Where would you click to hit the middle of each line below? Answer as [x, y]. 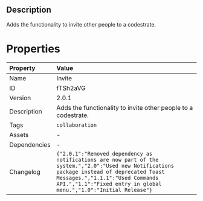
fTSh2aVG [71, 88]
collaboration [77, 125]
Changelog [25, 171]
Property [22, 68]
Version [20, 98]
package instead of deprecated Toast [111, 172]
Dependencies [30, 144]
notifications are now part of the [108, 160]
